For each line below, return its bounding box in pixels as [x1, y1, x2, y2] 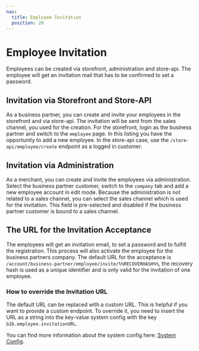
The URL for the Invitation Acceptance [6, 225, 151, 235]
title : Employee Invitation [11, 14, 82, 20]
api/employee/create [6, 144, 58, 150]
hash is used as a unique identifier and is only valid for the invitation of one [6, 266, 191, 273]
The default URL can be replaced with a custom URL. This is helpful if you [6, 301, 188, 308]
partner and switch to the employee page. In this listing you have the [6, 130, 172, 137]
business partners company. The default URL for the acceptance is [6, 253, 172, 260]
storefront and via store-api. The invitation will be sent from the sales [6, 118, 176, 125]
